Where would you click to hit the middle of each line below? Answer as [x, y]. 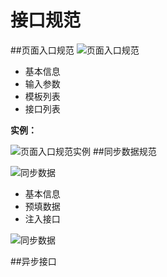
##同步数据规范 [124, 151]
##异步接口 [33, 261]
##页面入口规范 [42, 50]
